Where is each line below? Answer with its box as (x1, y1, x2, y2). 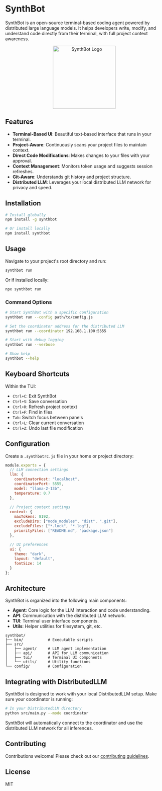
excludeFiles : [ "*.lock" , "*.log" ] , (14, 523, 91, 528)
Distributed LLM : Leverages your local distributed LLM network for (12, 179, 151, 185)
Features (5, 118, 34, 126)
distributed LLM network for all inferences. (5, 725, 93, 731)
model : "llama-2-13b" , (14, 486, 62, 491)
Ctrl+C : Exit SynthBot (12, 393, 57, 399)
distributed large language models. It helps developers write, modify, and (5, 25, 156, 31)
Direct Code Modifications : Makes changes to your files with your (12, 152, 150, 159)
